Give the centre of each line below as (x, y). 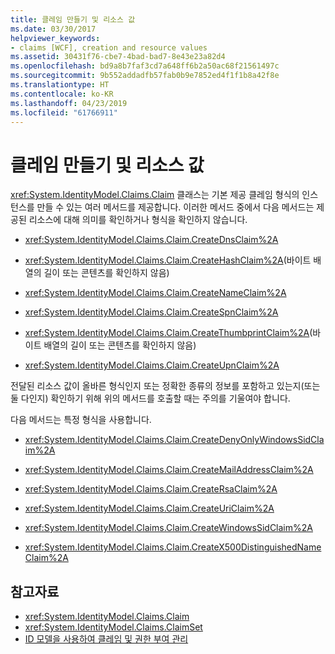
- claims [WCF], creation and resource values (109, 47)
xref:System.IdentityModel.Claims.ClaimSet (113, 627)
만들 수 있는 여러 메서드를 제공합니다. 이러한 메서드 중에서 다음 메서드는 (175, 207)
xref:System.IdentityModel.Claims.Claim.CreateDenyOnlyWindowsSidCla (174, 440)
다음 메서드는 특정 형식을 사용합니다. (81, 420)
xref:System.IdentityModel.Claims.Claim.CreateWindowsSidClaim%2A (168, 528)
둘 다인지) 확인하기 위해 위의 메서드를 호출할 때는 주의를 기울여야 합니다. (150, 398)
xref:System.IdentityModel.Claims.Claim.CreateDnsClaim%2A (151, 240)
